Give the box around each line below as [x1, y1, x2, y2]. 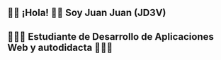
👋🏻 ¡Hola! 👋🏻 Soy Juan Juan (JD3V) [7, 7, 166, 19]
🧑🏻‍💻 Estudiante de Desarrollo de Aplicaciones [7, 31, 215, 43]
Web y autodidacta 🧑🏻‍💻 [7, 41, 113, 53]
